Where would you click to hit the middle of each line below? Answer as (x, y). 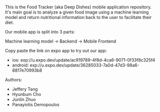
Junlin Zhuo (24, 99)
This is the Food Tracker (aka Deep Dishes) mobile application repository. (78, 7)
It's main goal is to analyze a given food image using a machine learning (77, 12)
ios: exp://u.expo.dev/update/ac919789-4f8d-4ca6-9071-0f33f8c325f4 (83, 60)
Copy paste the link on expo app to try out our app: (56, 51)
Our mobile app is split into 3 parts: (40, 32)
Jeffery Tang (25, 89)
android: (20, 65)
